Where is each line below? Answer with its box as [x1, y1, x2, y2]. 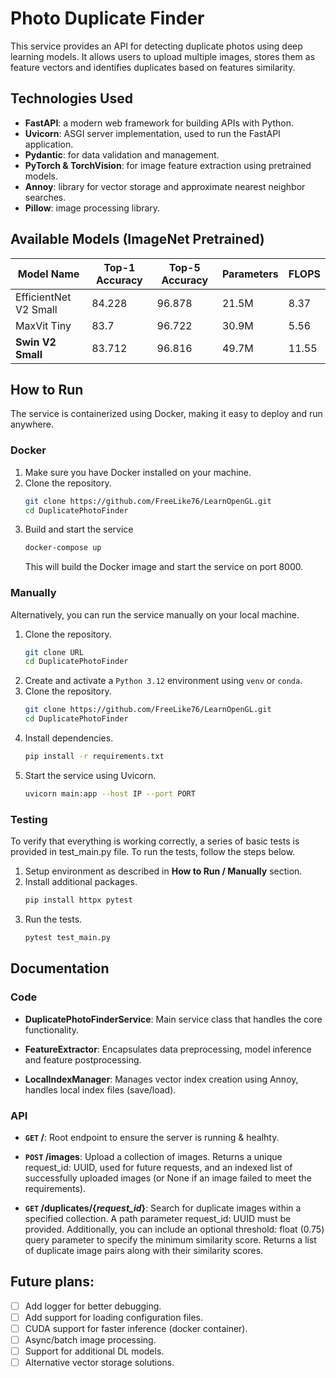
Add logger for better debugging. [24, 1300, 162, 1312]
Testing [10, 812, 48, 826]
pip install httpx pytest [24, 895, 133, 906]
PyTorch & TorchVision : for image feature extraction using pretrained [24, 159, 312, 171]
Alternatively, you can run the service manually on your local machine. [10, 608, 300, 621]
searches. [24, 191, 67, 203]
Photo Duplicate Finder [10, 7, 205, 30]
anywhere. [10, 418, 54, 431]
